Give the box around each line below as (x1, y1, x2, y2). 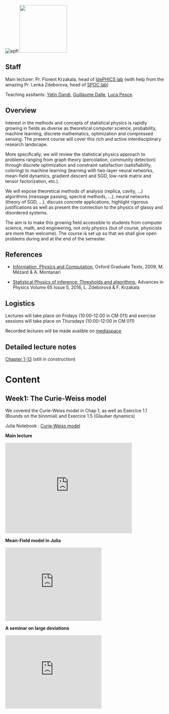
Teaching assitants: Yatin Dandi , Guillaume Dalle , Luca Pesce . (5, 91, 134, 98)
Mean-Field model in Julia (5, 538, 61, 544)
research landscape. (5, 141, 48, 147)
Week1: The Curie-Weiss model (5, 394, 107, 402)
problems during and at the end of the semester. (5, 235, 106, 241)
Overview (5, 106, 37, 115)
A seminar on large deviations (5, 625, 70, 631)
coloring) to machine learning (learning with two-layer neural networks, (5, 167, 154, 173)
